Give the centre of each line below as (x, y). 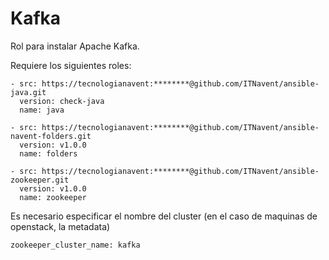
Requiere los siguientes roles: (71, 65)
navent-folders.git (51, 136)
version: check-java (62, 101)
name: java (42, 110)
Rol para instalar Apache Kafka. (75, 46)
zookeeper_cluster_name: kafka (75, 245)
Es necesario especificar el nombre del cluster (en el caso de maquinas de (164, 216)
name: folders (48, 153)
